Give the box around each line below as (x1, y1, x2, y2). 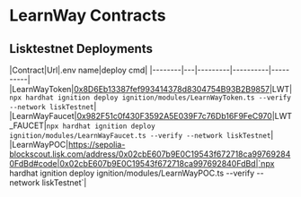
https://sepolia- (68, 140, 126, 150)
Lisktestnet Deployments (9, 41, 153, 56)
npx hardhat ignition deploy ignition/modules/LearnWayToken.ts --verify (9, 93, 292, 102)
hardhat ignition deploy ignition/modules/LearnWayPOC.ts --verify (9, 167, 255, 178)
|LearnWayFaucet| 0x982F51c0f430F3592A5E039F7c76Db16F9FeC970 (9, 111, 272, 121)
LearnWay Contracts (9, 5, 166, 26)
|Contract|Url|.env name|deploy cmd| (9, 64, 148, 75)
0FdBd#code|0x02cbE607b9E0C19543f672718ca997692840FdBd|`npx (9, 158, 275, 168)
